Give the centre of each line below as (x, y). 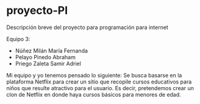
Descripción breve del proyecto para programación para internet (87, 27)
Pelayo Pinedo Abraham (45, 57)
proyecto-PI (37, 11)
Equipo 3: (18, 39)
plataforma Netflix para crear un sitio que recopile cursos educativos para (99, 82)
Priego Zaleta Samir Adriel (48, 63)
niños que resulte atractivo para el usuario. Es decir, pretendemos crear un (100, 88)
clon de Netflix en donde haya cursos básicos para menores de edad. (94, 94)
